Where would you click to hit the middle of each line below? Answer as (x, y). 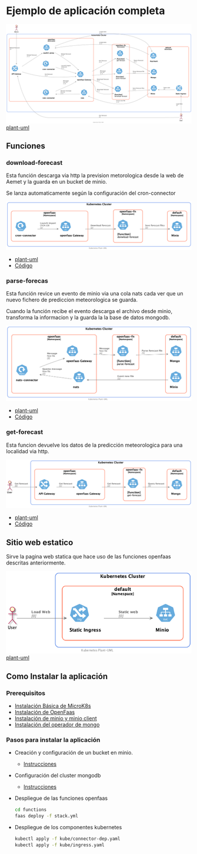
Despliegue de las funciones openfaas (61, 798)
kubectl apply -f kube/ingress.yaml (59, 845)
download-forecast (34, 162)
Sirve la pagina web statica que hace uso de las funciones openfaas (89, 557)
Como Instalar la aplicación (57, 676)
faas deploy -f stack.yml (46, 816)
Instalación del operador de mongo (57, 725)
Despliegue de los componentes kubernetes (68, 827)
